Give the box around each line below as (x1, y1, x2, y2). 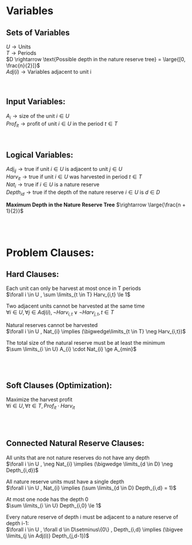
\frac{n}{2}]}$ (6, 62, 41, 69)
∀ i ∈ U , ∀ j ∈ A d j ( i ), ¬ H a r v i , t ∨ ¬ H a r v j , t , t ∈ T (6, 309, 114, 318)
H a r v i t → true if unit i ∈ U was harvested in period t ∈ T (6, 173, 143, 181)
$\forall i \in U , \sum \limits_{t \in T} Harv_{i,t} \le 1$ (6, 291, 131, 298)
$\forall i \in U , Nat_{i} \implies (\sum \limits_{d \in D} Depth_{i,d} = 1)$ (6, 484, 177, 491)
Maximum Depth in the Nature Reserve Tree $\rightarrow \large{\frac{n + (6, 202, 186, 209)
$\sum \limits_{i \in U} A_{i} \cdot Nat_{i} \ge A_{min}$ (6, 346, 137, 353)
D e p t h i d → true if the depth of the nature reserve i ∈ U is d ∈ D (6, 189, 160, 197)
